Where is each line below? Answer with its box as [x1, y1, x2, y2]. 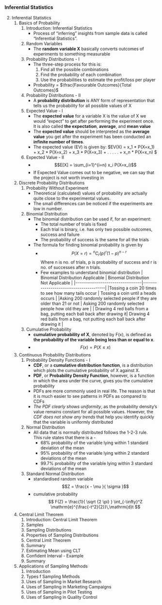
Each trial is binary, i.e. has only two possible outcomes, [40, 227, 153, 232]
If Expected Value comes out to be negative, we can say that [33, 170, 155, 176]
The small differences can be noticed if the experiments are [33, 201, 153, 207]
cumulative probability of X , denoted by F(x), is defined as [33, 331, 152, 337]
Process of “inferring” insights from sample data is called [33, 31, 147, 36]
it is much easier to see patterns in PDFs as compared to [33, 393, 146, 399]
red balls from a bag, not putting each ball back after [40, 316, 146, 322]
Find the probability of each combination [40, 72, 122, 78]
